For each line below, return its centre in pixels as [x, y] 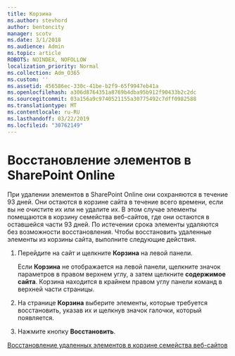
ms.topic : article [34, 54]
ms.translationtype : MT [42, 106]
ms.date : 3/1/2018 [34, 40]
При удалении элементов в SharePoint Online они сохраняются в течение [118, 195]
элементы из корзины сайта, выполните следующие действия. [102, 240]
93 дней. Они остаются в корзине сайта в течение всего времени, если [115, 202]
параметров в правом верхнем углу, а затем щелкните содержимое [122, 274]
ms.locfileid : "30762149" [45, 125]
